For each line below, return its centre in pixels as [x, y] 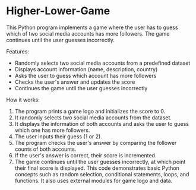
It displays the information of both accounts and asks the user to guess [102, 123]
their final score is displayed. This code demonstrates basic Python [97, 168]
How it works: [23, 100]
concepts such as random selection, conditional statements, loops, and [102, 174]
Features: [18, 51]
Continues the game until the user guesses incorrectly [81, 88]
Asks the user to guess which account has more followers [86, 75]
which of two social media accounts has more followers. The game [88, 33]
